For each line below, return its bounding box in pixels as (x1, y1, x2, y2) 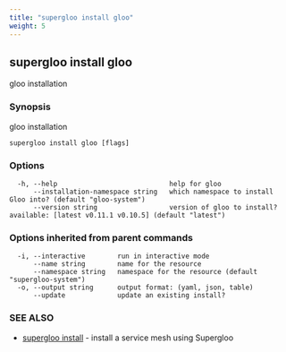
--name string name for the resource (32, 260, 202, 269)
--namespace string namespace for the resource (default (32, 268, 257, 277)
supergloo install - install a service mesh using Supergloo (21, 332, 234, 343)
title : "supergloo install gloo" (9, 13, 134, 22)
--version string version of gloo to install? (32, 202, 278, 211)
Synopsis (9, 100, 51, 113)
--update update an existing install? (32, 291, 226, 300)
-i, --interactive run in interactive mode (17, 252, 210, 261)
